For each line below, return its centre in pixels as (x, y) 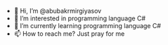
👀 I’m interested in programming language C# (80, 18)
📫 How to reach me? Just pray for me (69, 34)
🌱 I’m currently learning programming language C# (88, 26)
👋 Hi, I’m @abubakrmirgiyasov (58, 11)
